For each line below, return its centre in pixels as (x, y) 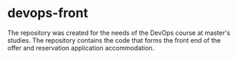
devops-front (48, 13)
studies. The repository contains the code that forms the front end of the (114, 40)
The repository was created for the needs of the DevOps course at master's (119, 33)
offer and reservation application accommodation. (81, 48)
